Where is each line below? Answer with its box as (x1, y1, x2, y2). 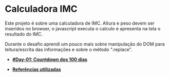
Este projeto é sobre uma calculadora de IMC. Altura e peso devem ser (5, 20, 155, 26)
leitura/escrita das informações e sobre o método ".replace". (5, 46, 133, 52)
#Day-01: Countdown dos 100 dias (12, 56, 88, 62)
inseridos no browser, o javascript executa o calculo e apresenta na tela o (5, 25, 161, 31)
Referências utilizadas (12, 66, 61, 72)
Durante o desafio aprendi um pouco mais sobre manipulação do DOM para (5, 41, 165, 47)
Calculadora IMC (5, 3, 78, 15)
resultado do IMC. (5, 31, 43, 37)
